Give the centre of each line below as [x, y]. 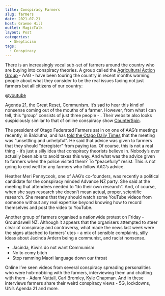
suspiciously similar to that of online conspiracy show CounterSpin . [73, 120]
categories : [17, 37]
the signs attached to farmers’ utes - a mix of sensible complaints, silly [77, 233]
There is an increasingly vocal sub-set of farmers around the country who [80, 65]
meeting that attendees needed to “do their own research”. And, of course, [81, 186]
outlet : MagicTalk [24, 28]
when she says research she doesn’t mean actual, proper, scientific [73, 192]
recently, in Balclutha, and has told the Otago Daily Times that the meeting [80, 135]
